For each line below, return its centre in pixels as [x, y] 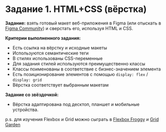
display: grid [27, 80]
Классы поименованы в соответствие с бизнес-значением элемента [86, 69]
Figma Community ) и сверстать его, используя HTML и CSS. [69, 28]
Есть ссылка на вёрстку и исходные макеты [60, 47]
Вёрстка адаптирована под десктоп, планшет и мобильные [76, 104]
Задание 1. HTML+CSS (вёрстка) [76, 9]
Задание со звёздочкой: [32, 94]
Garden [13, 124]
